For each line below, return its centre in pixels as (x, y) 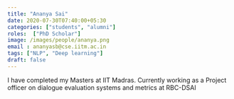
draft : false (27, 60)
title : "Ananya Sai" (38, 14)
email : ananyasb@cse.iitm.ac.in (57, 47)
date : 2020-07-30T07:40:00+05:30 (57, 21)
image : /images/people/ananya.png (59, 40)
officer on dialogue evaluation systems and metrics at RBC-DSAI (102, 87)
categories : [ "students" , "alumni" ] (62, 27)
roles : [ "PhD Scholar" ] (44, 34)
